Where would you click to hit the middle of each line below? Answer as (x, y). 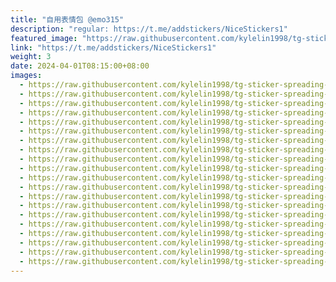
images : (26, 76)
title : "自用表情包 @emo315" (67, 19)
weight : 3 (31, 57)
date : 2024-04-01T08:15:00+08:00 (80, 66)
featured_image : (44, 38)
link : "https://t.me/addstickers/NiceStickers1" (113, 47)
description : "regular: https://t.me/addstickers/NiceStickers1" (149, 29)
